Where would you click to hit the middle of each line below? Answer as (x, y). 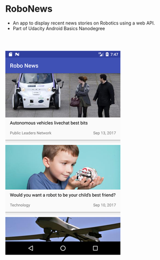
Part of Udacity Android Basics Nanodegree (59, 28)
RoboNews (29, 9)
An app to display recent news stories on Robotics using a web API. (84, 23)
